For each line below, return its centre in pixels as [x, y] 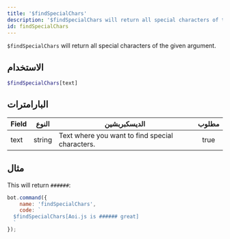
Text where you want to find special [116, 135]
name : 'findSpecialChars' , [58, 204]
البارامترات [28, 105]
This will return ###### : [39, 185]
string [43, 139]
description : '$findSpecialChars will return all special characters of [113, 20]
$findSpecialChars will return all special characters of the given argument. [112, 46]
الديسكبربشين [125, 124]
